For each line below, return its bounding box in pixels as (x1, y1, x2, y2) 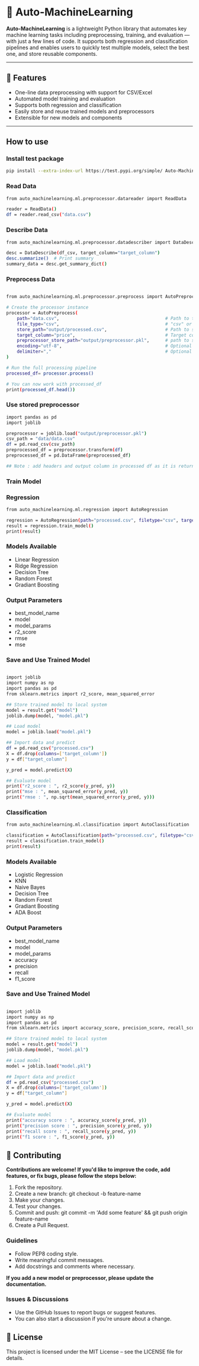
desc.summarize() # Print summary (6, 255, 94, 262)
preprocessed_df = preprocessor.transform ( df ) (6, 447, 123, 453)
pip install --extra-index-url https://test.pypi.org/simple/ (6, 168, 163, 174)
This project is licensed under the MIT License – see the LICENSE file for (6, 1348, 183, 1355)
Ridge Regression (14, 562, 58, 569)
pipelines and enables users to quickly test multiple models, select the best (6, 44, 190, 51)
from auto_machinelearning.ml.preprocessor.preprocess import (6, 294, 163, 300)
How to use (6, 137, 49, 147)
